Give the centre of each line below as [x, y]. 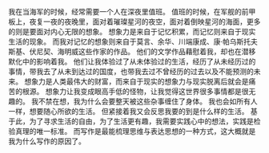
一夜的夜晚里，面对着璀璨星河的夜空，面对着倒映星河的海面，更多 [152, 22]
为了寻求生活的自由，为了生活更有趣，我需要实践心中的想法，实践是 [141, 121]
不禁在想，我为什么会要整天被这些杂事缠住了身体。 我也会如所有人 [148, 101]
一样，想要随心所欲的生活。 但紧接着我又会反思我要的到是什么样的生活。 [128, 111]
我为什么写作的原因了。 [47, 141]
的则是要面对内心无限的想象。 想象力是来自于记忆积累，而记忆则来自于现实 [132, 31]
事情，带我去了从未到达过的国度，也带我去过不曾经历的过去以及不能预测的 [131, 71]
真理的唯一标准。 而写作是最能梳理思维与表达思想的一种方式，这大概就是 [135, 131]
